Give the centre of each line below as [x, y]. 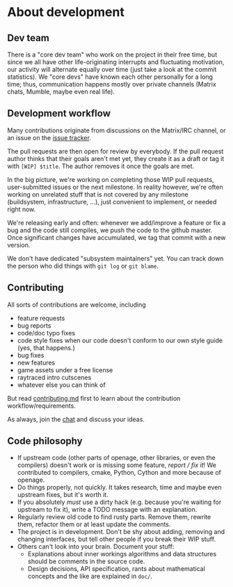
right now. [22, 209]
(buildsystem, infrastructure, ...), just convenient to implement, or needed [112, 201]
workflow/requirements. [42, 406]
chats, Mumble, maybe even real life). [61, 92]
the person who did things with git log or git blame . [83, 266]
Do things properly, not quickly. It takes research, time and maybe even [119, 487]
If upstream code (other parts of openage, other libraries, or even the [116, 458]
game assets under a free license [65, 369]
